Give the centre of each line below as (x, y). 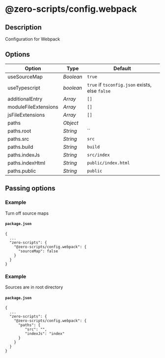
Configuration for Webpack (33, 39)
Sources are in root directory (34, 287)
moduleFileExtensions (33, 107)
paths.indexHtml (27, 163)
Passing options (30, 188)
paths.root (19, 130)
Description (23, 27)
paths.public (22, 171)
